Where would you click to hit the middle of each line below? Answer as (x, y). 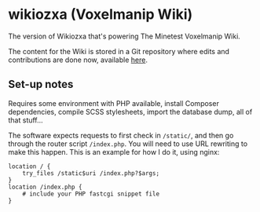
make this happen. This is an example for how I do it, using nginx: (114, 152)
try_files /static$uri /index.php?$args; (91, 173)
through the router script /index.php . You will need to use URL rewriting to (128, 144)
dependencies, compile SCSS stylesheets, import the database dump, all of (130, 111)
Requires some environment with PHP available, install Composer (114, 103)
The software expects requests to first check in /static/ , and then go (121, 135)
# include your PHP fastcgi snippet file (91, 194)
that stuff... (26, 120)
